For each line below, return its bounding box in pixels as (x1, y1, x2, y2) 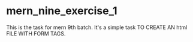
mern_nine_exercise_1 (6, 4, 118, 18)
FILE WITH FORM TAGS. (6, 30, 66, 37)
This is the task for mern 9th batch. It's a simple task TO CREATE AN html (6, 24, 188, 31)
